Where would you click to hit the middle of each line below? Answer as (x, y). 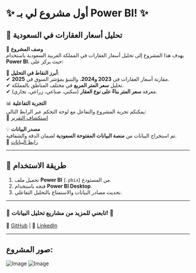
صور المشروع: (30, 249)
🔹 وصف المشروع (25, 49)
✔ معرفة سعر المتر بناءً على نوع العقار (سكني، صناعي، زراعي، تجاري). (82, 91)
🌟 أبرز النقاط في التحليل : (33, 73)
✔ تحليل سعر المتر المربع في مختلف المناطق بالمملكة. (65, 85)
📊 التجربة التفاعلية (26, 103)
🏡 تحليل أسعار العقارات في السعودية (64, 35)
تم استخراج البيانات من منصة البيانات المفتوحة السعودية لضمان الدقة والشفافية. (91, 136)
